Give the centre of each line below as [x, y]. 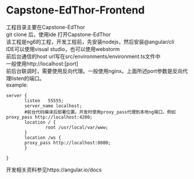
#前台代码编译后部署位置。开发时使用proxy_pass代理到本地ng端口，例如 [100, 112]
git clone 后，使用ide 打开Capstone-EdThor [58, 34]
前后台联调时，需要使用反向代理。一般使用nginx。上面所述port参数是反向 [94, 71]
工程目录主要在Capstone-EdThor [46, 27]
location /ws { [43, 137]
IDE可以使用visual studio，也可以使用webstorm [63, 49]
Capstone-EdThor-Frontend [75, 10]
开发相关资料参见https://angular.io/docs [54, 170]
